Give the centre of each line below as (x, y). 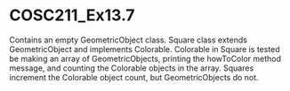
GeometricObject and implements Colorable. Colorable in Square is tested (145, 49)
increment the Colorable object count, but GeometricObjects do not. (134, 77)
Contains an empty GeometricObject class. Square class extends (128, 40)
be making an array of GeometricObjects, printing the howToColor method (145, 58)
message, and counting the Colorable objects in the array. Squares (132, 68)
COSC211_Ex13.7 (72, 15)
